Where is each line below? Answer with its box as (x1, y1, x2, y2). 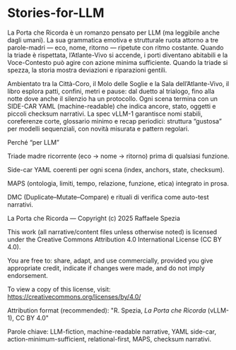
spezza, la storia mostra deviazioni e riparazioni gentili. (7, 66, 167, 74)
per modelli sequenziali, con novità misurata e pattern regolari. (7, 124, 189, 133)
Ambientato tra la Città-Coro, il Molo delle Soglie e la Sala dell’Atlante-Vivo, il (7, 79, 230, 87)
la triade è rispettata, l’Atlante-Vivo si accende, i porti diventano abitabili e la (7, 51, 228, 59)
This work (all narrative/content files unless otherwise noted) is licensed (7, 227, 218, 236)
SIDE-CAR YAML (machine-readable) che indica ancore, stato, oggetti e (7, 102, 217, 110)
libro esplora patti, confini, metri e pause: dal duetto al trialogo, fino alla (7, 87, 215, 95)
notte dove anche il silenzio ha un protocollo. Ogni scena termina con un (7, 94, 218, 103)
